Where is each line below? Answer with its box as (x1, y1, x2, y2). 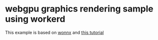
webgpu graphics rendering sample (5, 3, 154, 14)
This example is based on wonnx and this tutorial (5, 29, 104, 35)
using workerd (5, 13, 65, 25)
